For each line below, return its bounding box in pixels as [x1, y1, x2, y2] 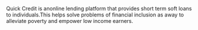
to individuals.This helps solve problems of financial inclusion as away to [6, 11, 184, 18]
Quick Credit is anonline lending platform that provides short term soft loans [6, 5, 192, 12]
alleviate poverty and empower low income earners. [6, 18, 134, 24]
